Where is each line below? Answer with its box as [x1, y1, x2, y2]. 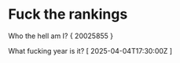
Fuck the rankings [8, 5, 128, 23]
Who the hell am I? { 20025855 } [8, 31, 114, 40]
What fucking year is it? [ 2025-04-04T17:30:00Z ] [8, 46, 173, 55]
